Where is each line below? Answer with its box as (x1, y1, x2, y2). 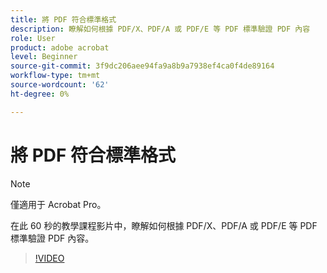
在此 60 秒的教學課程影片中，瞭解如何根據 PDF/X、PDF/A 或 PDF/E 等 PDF (10, 219, 318, 231)
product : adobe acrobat (10, 42, 110, 53)
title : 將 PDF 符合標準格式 (10, 14, 117, 25)
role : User (10, 33, 56, 43)
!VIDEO (34, 252, 65, 264)
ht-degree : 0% (10, 89, 70, 99)
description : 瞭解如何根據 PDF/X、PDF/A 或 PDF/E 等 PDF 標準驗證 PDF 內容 (10, 24, 311, 34)
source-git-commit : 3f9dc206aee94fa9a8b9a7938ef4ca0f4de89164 (10, 61, 275, 71)
